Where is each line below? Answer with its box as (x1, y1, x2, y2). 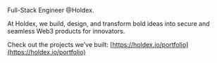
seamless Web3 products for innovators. (7, 27, 125, 35)
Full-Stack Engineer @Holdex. (7, 6, 94, 14)
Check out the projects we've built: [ (7, 41, 113, 48)
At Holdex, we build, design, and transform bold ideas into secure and (7, 20, 210, 27)
